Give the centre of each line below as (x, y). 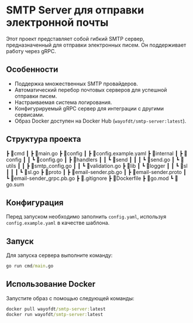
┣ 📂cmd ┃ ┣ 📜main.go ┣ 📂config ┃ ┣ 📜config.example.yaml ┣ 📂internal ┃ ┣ (94, 153)
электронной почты (57, 22)
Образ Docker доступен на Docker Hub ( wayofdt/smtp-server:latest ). (100, 121)
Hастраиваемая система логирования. (63, 102)
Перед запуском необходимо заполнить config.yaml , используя (86, 217)
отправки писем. (36, 96)
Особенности (32, 70)
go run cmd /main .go (30, 266)
